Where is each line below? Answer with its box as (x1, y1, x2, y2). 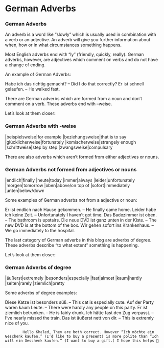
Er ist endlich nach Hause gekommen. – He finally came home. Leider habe (5, 207, 157, 213)
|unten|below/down (5, 187, 45, 194)
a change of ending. (5, 62, 46, 68)
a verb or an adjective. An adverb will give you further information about (5, 37, 151, 43)
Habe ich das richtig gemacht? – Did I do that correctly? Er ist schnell (5, 81, 144, 87)
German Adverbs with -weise (5, 123, 76, 130)
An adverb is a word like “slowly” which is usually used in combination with (5, 31, 157, 37)
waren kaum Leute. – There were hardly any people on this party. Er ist (5, 305, 148, 311)
